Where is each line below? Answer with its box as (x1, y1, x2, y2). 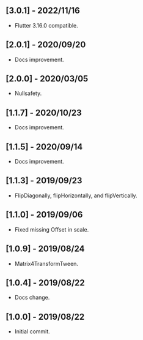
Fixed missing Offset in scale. (14, 225, 89, 233)
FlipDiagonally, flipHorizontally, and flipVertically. (14, 192, 138, 199)
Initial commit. (14, 328, 50, 335)
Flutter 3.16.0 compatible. (14, 21, 78, 29)
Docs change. (14, 294, 50, 301)
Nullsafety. (14, 89, 42, 97)
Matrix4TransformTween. (14, 260, 79, 267)
